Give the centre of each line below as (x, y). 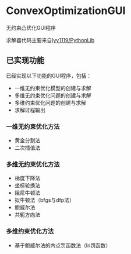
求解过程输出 (30, 110)
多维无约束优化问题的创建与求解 (53, 95)
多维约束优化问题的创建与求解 (50, 102)
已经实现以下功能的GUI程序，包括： (49, 75)
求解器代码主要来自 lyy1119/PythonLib (50, 40)
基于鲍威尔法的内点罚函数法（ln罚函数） (63, 245)
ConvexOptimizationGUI (66, 11)
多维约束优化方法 (30, 231)
